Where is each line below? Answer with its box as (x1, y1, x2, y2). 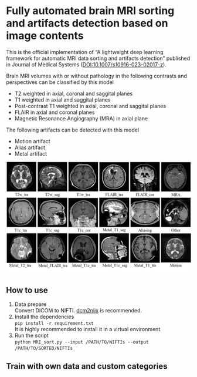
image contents (6, 29, 84, 42)
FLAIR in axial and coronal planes (14, 109, 95, 116)
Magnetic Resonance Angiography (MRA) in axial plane (14, 115, 148, 122)
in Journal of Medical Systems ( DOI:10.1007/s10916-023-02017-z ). (6, 60, 167, 68)
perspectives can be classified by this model (6, 78, 114, 86)
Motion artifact (14, 137, 51, 144)
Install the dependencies (14, 313, 74, 320)
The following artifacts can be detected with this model (6, 126, 140, 133)
